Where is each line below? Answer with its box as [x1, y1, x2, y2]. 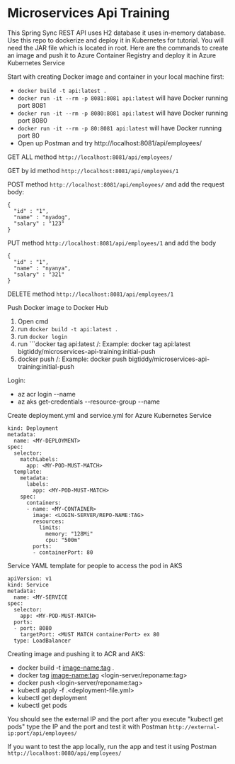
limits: [38, 524, 62, 531]
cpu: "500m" [45, 536, 81, 543]
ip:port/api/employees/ [7, 729, 78, 737]
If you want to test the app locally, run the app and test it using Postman [7, 742, 217, 751]
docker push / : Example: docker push [17, 355, 127, 363]
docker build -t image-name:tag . [17, 663, 115, 672]
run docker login [17, 332, 68, 341]
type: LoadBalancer [13, 637, 71, 644]
